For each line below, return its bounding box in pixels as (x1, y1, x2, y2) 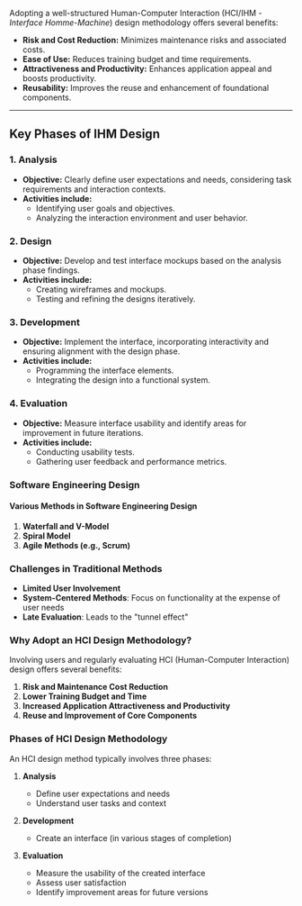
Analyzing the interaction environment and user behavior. (35, 212, 249, 223)
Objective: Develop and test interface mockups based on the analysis (22, 255, 281, 266)
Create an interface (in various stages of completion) (35, 832, 232, 843)
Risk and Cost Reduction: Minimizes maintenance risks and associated (22, 35, 287, 45)
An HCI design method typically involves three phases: (9, 753, 212, 764)
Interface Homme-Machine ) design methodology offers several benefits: (9, 17, 279, 28)
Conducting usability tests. (35, 446, 135, 458)
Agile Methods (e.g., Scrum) (22, 539, 131, 550)
